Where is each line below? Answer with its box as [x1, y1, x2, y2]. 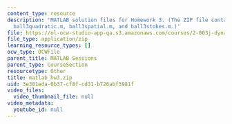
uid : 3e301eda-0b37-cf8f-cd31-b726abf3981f [7, 81, 135, 87]
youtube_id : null [13, 106, 64, 113]
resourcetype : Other [7, 68, 67, 74]
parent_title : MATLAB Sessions [7, 55, 97, 62]
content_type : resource [7, 10, 76, 17]
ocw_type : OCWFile [7, 49, 60, 56]
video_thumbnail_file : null [13, 94, 95, 101]
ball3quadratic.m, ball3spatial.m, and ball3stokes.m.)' [13, 23, 181, 30]
